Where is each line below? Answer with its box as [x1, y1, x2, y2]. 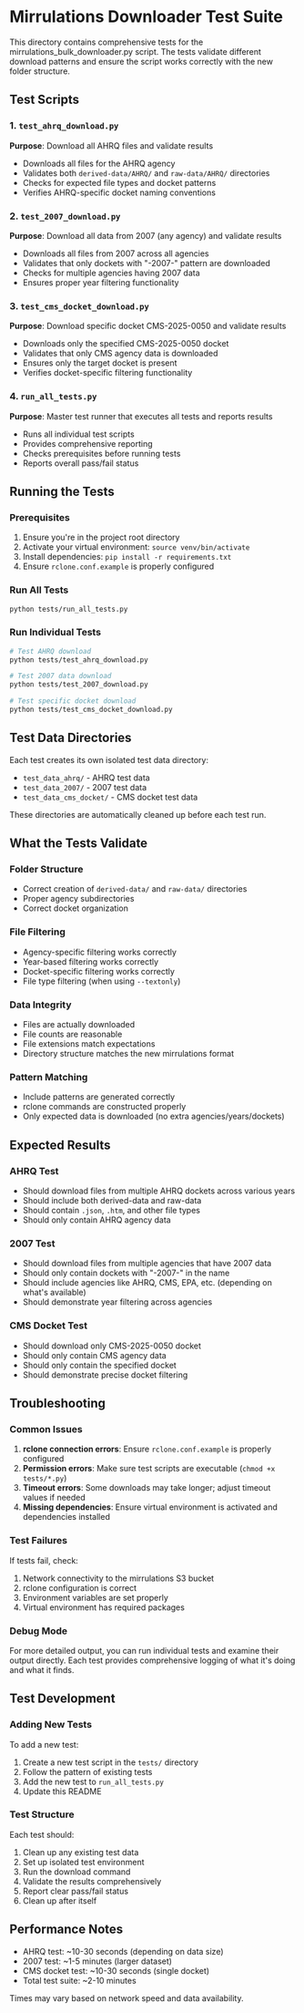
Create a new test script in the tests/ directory [22, 1757, 198, 1768]
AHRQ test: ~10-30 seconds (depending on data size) [22, 1946, 225, 1956]
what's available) [22, 1287, 86, 1298]
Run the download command [22, 1866, 131, 1877]
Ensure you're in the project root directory [22, 532, 180, 543]
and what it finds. [9, 1664, 75, 1675]
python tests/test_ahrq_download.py [9, 655, 148, 665]
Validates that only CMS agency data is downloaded [22, 348, 218, 359]
